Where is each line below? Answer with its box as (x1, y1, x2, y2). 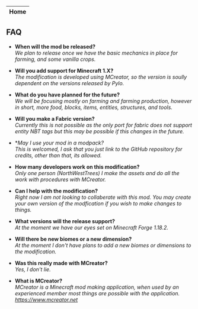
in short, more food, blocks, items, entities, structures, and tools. (14, 104, 173, 111)
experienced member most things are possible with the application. (14, 289, 180, 297)
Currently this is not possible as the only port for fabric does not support (14, 121, 193, 128)
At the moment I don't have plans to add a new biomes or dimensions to (14, 242, 191, 249)
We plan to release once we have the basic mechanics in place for (14, 49, 178, 56)
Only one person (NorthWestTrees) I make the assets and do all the (14, 169, 180, 176)
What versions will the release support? (14, 217, 116, 224)
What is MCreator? (14, 277, 63, 284)
